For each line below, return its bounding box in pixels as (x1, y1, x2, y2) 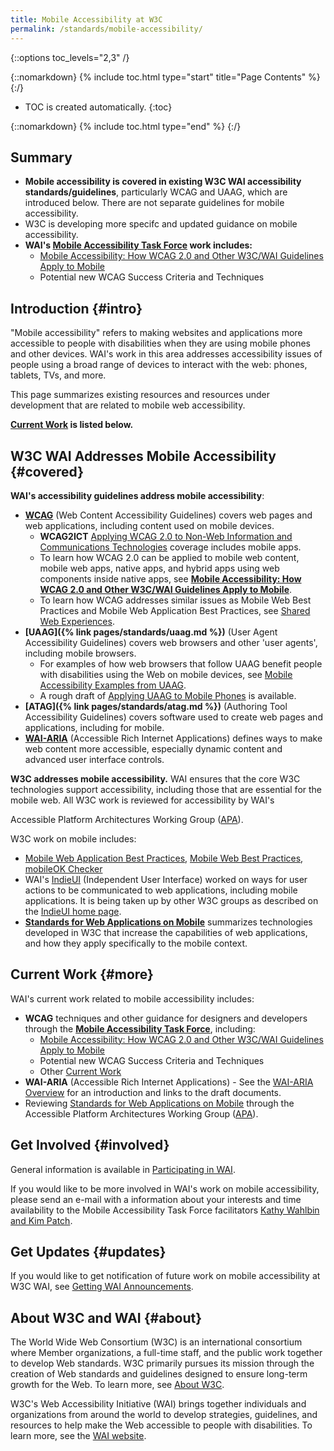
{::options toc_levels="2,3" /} (10, 51, 130, 63)
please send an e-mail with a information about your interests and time (10, 1193, 302, 1205)
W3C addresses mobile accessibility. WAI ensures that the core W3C (10, 772, 301, 785)
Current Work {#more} (10, 966, 154, 983)
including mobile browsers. (24, 647, 137, 659)
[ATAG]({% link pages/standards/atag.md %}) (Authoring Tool (24, 700, 288, 712)
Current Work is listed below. (10, 419, 134, 431)
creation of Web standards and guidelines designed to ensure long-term (10, 1368, 308, 1380)
